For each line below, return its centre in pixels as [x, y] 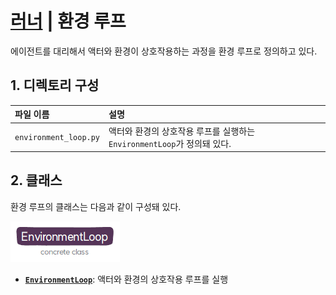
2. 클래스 [36, 180]
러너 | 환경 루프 [68, 21]
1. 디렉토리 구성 [55, 85]
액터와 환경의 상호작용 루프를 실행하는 [182, 131]
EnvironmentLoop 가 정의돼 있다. [170, 143]
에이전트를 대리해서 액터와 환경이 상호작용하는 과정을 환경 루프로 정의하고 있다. [164, 51]
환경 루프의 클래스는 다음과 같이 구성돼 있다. [96, 206]
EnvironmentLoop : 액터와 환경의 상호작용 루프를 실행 [126, 279]
